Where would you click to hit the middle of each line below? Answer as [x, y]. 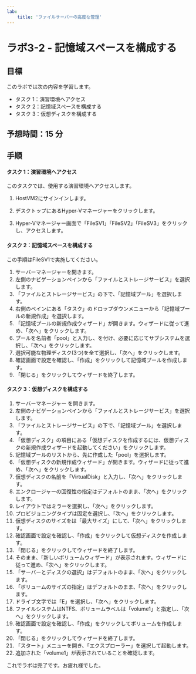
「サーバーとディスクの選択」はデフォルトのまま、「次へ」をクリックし [101, 572]
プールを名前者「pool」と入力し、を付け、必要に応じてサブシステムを [100, 338]
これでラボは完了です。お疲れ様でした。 [55, 665]
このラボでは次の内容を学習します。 [50, 86]
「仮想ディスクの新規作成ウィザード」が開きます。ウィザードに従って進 [102, 462]
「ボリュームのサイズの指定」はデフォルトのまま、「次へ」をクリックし [101, 587]
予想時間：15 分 [35, 134]
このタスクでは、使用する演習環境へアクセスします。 [70, 186]
